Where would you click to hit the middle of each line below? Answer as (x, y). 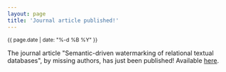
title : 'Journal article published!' (63, 20)
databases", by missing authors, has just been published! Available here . (113, 60)
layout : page (27, 14)
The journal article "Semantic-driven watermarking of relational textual (111, 53)
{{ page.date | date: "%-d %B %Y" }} (53, 40)
